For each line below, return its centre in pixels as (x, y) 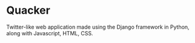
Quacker (28, 10)
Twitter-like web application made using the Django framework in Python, (98, 27)
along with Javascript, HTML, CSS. (50, 33)
